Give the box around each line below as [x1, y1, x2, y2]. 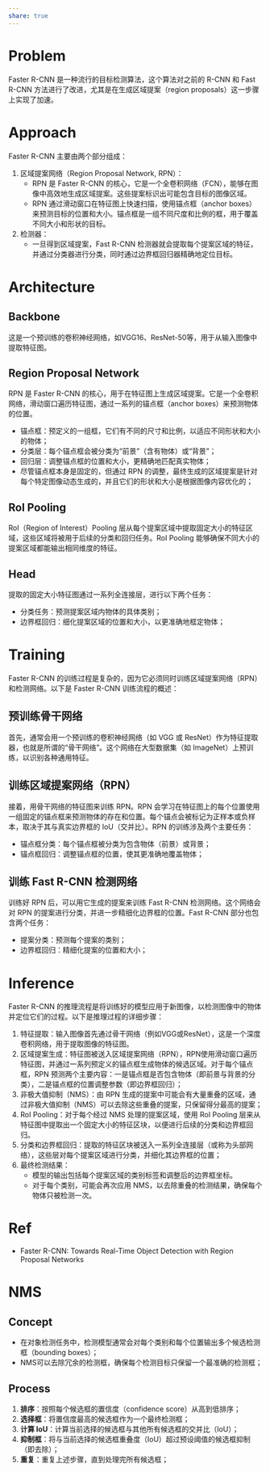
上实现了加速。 [8, 95, 58, 104]
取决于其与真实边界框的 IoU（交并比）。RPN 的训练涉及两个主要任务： [22, 822, 254, 831]
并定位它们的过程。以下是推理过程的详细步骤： [8, 1011, 164, 1022]
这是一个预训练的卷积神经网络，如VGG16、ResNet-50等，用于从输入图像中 [8, 332, 258, 342]
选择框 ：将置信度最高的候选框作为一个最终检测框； [19, 1415, 190, 1424]
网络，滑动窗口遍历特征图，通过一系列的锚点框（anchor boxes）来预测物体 [8, 399, 259, 409]
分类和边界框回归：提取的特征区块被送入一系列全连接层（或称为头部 [19, 1140, 247, 1150]
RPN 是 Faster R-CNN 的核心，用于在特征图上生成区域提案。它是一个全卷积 [8, 389, 260, 398]
